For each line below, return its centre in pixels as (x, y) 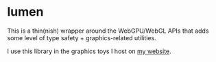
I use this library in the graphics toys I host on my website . (89, 51)
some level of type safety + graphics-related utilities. (82, 37)
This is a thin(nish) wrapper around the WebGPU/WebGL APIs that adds (108, 31)
